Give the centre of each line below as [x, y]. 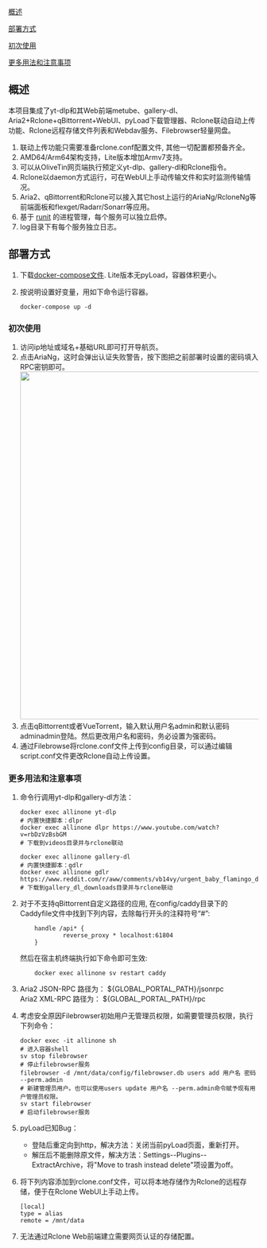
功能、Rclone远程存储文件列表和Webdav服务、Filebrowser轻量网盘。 [122, 130]
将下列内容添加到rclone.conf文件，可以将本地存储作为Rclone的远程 [130, 1182]
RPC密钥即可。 [44, 366]
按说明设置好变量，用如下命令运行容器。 [86, 292]
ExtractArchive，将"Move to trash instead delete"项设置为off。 [134, 1165]
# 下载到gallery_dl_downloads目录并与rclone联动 [96, 888]
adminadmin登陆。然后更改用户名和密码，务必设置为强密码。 [120, 736]
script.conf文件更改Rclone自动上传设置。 [87, 756]
